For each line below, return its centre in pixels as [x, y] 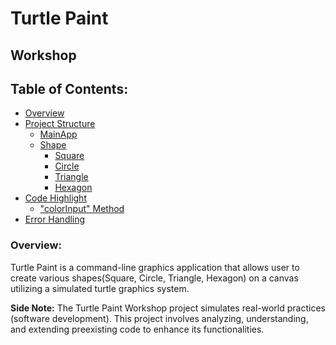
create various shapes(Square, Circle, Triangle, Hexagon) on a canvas [154, 278]
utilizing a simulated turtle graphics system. [100, 288]
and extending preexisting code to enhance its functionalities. [137, 329]
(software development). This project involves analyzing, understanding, [159, 318]
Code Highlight [55, 198]
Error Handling [55, 219]
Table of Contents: [69, 88]
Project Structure [60, 124]
